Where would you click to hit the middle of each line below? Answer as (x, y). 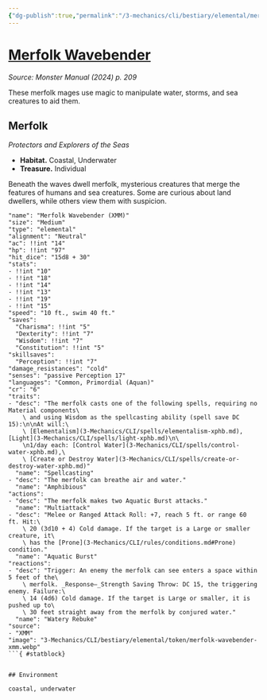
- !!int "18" (30, 278)
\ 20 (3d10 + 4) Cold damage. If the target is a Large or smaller (136, 529)
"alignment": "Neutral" (48, 237)
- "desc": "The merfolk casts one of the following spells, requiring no (133, 404)
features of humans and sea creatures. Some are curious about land (120, 192)
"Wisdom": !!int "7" (49, 341)
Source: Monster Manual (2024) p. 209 (73, 77)
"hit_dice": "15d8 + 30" (49, 258)
